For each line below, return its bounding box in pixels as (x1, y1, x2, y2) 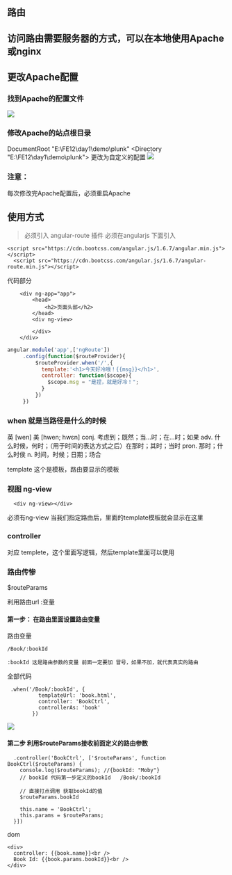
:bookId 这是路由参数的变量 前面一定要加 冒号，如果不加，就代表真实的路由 (7, 659, 199, 666)
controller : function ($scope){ (41, 372, 132, 379)
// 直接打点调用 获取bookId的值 (19, 788, 103, 795)
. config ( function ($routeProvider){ (22, 353, 126, 360)
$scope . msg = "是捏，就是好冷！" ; (47, 378, 139, 386)
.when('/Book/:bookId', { (10, 686, 85, 693)
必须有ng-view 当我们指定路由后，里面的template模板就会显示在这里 (7, 513, 204, 522)
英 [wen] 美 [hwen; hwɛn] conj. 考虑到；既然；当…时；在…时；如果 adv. (7, 433, 213, 442)
